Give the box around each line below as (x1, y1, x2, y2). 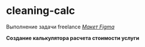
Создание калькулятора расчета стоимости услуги (6, 34, 140, 41)
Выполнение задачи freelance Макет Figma (6, 23, 115, 30)
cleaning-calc (6, 4, 75, 17)
